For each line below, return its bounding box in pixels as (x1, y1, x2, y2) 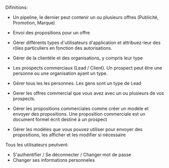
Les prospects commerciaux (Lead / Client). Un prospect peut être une (12, 65, 162, 71)
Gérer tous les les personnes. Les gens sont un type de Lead (12, 80, 142, 86)
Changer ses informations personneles (12, 157, 95, 163)
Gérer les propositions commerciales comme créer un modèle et (12, 106, 149, 112)
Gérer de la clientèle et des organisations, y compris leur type (12, 55, 143, 61)
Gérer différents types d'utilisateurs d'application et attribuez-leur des (12, 39, 161, 46)
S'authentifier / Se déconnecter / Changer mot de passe (12, 152, 132, 158)
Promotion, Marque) (12, 20, 55, 26)
